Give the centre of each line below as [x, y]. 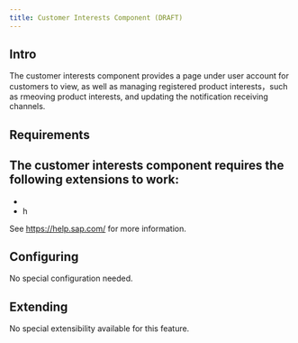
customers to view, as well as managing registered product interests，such [149, 87]
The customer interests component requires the [147, 166]
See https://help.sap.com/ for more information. [98, 228]
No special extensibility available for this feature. [99, 329]
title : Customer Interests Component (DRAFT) [96, 18]
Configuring [44, 257]
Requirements [50, 135]
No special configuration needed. [71, 278]
